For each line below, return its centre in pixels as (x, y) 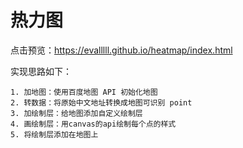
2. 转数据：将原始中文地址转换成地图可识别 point (101, 102)
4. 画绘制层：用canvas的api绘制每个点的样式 (93, 124)
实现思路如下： (41, 71)
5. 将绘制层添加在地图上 (54, 134)
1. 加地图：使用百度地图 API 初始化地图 (84, 92)
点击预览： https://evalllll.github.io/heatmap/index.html (121, 50)
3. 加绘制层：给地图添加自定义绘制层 (76, 113)
